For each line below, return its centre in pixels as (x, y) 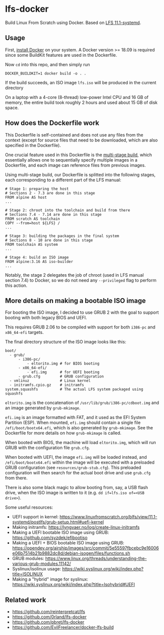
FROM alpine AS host (26, 197)
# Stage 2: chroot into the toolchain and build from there (68, 210)
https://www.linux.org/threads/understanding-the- (96, 559)
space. (12, 107)
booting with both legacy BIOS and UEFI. (46, 318)
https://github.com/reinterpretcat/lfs (49, 612)
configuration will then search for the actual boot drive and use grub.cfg (78, 473)
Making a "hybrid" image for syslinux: (50, 579)
